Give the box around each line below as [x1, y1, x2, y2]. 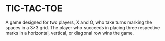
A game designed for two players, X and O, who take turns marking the [5, 19, 152, 25]
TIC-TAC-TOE [5, 3, 63, 14]
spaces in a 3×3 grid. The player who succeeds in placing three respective [5, 24, 160, 30]
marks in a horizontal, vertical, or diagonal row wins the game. [5, 30, 134, 36]
